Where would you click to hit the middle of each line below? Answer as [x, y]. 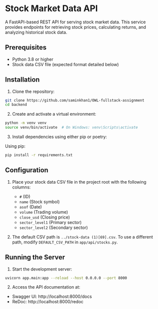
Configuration [27, 170]
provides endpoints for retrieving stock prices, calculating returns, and [76, 27]
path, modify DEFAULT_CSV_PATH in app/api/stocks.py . [65, 242]
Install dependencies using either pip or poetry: [59, 137]
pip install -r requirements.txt [39, 155]
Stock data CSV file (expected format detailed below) [65, 64]
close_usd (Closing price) [45, 217]
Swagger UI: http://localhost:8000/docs [52, 296]
